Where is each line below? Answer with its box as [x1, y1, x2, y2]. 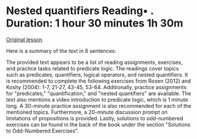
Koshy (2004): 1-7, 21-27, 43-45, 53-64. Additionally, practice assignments [6, 83, 187, 90]
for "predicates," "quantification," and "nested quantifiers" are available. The [6, 90, 192, 97]
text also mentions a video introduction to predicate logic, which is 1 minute [6, 96, 188, 103]
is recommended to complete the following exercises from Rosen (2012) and [6, 77, 191, 84]
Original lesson [6, 36, 42, 43]
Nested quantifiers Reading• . [6, 4, 154, 18]
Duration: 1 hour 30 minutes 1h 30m [6, 16, 183, 30]
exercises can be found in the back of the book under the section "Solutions [6, 121, 191, 128]
